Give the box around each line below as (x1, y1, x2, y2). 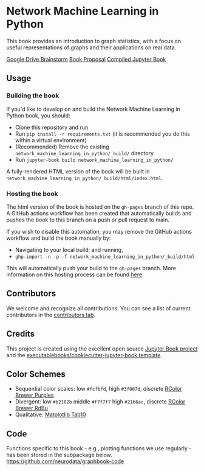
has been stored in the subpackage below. (6, 452, 112, 459)
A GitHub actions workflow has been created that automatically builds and (6, 209, 192, 217)
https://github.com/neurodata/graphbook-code (6, 458, 124, 465)
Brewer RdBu (15, 405, 49, 412)
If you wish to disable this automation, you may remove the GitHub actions (6, 228, 192, 235)
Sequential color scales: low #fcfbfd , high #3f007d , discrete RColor (15, 385, 182, 392)
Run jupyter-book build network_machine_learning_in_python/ (15, 156, 174, 163)
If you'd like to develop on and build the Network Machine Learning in (6, 105, 180, 113)
